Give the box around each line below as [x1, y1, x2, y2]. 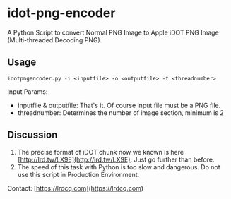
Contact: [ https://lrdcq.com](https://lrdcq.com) [7, 183, 143, 192]
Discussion [7, 129, 58, 141]
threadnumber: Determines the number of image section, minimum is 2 [17, 108, 224, 117]
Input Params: [7, 87, 48, 96]
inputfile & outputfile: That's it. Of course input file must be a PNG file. [17, 101, 221, 109]
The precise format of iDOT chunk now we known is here [17, 147, 184, 156]
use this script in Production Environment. [17, 170, 140, 179]
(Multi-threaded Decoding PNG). [7, 35, 102, 44]
